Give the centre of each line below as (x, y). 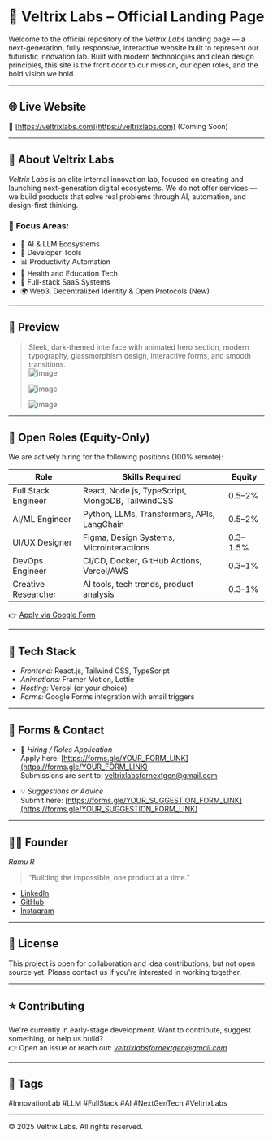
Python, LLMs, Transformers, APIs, (149, 514)
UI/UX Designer (42, 542)
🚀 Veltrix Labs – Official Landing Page (136, 17)
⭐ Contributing (47, 1006)
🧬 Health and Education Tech (69, 273)
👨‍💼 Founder (39, 842)
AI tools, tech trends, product (138, 585)
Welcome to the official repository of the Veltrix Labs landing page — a (127, 39)
